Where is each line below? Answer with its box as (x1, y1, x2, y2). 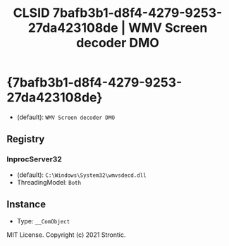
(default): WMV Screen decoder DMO (16, 113, 116, 121)
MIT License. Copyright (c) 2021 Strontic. (6, 230, 126, 239)
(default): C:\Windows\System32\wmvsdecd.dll (16, 171, 147, 179)
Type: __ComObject (16, 217, 70, 226)
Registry (6, 133, 45, 145)
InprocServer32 (6, 154, 63, 164)
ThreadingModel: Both (16, 178, 82, 186)
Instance (6, 199, 47, 211)
